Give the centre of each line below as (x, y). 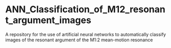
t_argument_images (48, 20)
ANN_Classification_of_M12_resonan (86, 9)
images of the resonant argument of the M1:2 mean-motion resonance (79, 40)
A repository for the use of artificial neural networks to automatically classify (86, 34)
